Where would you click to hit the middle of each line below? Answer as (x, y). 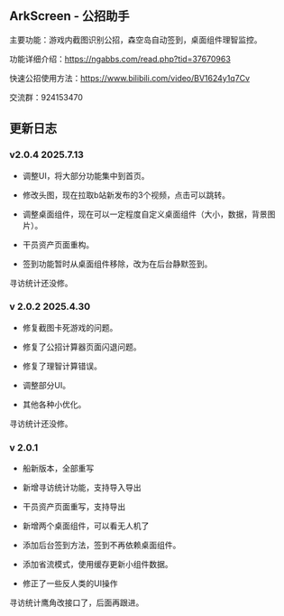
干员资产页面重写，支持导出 (74, 507)
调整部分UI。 (46, 385)
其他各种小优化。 (54, 404)
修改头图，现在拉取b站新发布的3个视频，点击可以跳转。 (126, 195)
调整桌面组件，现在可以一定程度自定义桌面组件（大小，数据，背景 (145, 214)
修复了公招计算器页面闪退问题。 (82, 347)
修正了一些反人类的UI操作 (70, 583)
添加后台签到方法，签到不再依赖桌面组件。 (101, 546)
